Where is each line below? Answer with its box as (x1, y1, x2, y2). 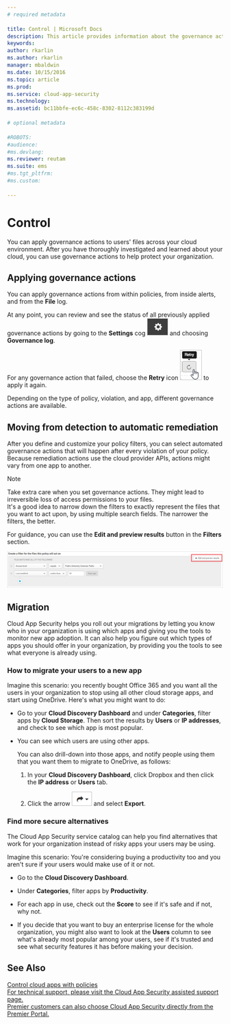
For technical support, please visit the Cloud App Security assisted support (7, 988, 219, 996)
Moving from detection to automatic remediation (7, 422, 219, 433)
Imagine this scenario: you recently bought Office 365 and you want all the (7, 681, 218, 690)
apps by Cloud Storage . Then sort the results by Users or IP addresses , (16, 716, 221, 724)
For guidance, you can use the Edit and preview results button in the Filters (7, 531, 222, 539)
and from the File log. (7, 297, 68, 306)
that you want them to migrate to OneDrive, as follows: (16, 757, 171, 766)
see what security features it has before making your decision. (16, 942, 194, 951)
